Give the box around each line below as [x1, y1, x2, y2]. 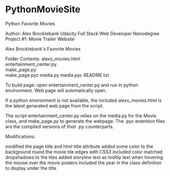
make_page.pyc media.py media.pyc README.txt [5, 72, 109, 78]
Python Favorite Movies [5, 20, 55, 27]
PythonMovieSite [5, 4, 81, 15]
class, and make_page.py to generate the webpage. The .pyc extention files [5, 118, 165, 124]
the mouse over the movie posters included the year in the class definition [5, 160, 162, 166]
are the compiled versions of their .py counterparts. [5, 123, 114, 129]
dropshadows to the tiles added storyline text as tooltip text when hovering [5, 154, 163, 160]
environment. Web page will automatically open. [5, 87, 107, 93]
